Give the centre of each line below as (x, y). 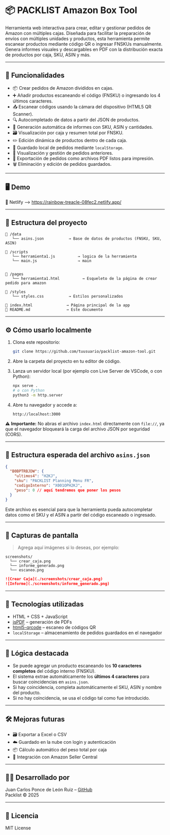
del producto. (27, 693)
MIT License (18, 828)
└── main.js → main (52, 261)
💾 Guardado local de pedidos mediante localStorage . (68, 148)
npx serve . (25, 386)
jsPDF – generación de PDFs (42, 622)
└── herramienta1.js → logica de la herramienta (74, 257)
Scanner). (23, 114)
